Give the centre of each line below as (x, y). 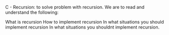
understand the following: (32, 12)
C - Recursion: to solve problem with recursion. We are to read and (75, 7)
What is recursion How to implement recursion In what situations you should (85, 22)
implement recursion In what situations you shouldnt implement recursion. (82, 27)
